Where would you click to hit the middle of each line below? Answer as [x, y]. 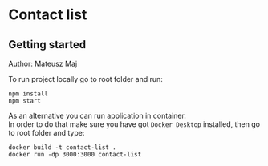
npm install [28, 94]
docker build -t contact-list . [62, 148]
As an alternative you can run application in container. [97, 115]
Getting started [47, 45]
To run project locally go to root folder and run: [85, 79]
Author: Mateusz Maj [43, 63]
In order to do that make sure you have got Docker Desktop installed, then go [134, 124]
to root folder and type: [47, 133]
